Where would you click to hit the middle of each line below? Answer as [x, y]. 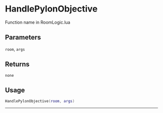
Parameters [23, 37]
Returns [17, 64]
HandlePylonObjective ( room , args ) [40, 101]
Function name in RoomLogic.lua [38, 22]
